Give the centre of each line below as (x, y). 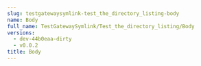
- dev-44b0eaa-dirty (43, 39)
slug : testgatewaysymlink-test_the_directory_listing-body (93, 13)
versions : (21, 33)
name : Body (23, 20)
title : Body (24, 52)
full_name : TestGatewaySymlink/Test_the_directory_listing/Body (101, 26)
